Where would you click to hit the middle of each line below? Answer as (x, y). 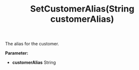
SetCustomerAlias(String (82, 9)
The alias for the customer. (32, 44)
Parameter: (17, 53)
